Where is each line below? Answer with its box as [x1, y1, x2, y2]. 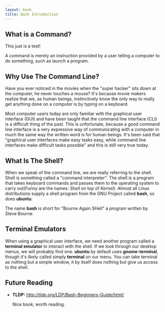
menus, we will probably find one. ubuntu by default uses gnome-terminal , [5, 248, 158, 254]
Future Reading [5, 278, 53, 287]
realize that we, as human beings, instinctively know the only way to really [5, 96, 155, 102]
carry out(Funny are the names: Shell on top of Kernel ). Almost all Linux [5, 185, 150, 191]
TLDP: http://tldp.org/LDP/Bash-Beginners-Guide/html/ [12, 292, 124, 298]
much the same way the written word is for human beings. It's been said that [5, 132, 160, 138]
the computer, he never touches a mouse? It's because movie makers [5, 91, 146, 97]
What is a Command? [5, 30, 72, 39]
